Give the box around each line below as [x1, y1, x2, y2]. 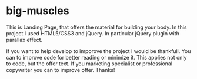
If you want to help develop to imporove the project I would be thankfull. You [6, 47, 191, 54]
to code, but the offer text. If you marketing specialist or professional [6, 60, 172, 67]
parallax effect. [6, 36, 43, 43]
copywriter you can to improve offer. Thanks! [6, 66, 115, 73]
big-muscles [6, 4, 69, 18]
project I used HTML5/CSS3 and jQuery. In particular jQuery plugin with [6, 29, 179, 37]
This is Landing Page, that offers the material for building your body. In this [6, 24, 187, 31]
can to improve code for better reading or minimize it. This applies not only [6, 54, 187, 61]
